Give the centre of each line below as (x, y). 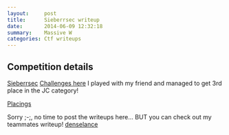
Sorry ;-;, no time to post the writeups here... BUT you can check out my (109, 116)
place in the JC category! (43, 90)
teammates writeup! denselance (53, 124)
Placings (19, 103)
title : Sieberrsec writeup (53, 20)
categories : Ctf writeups (44, 39)
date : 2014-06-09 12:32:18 (55, 26)
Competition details (50, 67)
